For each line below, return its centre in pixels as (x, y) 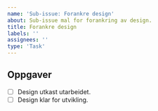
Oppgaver (30, 75)
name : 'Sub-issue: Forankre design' (61, 14)
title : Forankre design (42, 27)
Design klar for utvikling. (53, 100)
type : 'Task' (26, 46)
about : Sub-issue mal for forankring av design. (80, 20)
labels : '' (23, 33)
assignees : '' (28, 40)
